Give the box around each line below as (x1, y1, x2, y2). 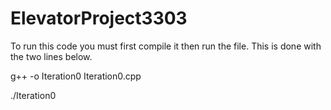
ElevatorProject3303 (10, 7, 188, 30)
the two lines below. (10, 50, 93, 62)
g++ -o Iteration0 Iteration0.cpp (10, 70, 142, 82)
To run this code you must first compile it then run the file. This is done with (10, 40, 322, 52)
